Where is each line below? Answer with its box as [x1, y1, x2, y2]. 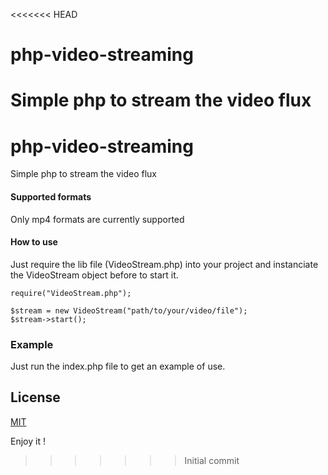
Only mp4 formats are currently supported [10, 213, 185, 225]
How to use [10, 236, 58, 248]
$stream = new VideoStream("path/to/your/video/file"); [10, 305, 248, 316]
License [10, 389, 61, 406]
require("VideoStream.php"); [10, 288, 132, 298]
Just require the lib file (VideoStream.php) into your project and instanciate [10, 258, 319, 270]
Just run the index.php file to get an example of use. [10, 360, 226, 373]
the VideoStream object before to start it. [10, 269, 179, 281]
